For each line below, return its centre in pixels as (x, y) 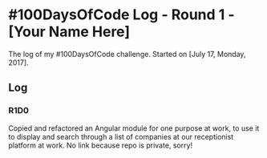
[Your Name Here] (69, 32)
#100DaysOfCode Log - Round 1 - (121, 15)
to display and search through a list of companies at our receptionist (121, 136)
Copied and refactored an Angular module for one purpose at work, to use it (134, 128)
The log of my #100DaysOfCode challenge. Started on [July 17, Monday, (127, 54)
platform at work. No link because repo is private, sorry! (101, 145)
